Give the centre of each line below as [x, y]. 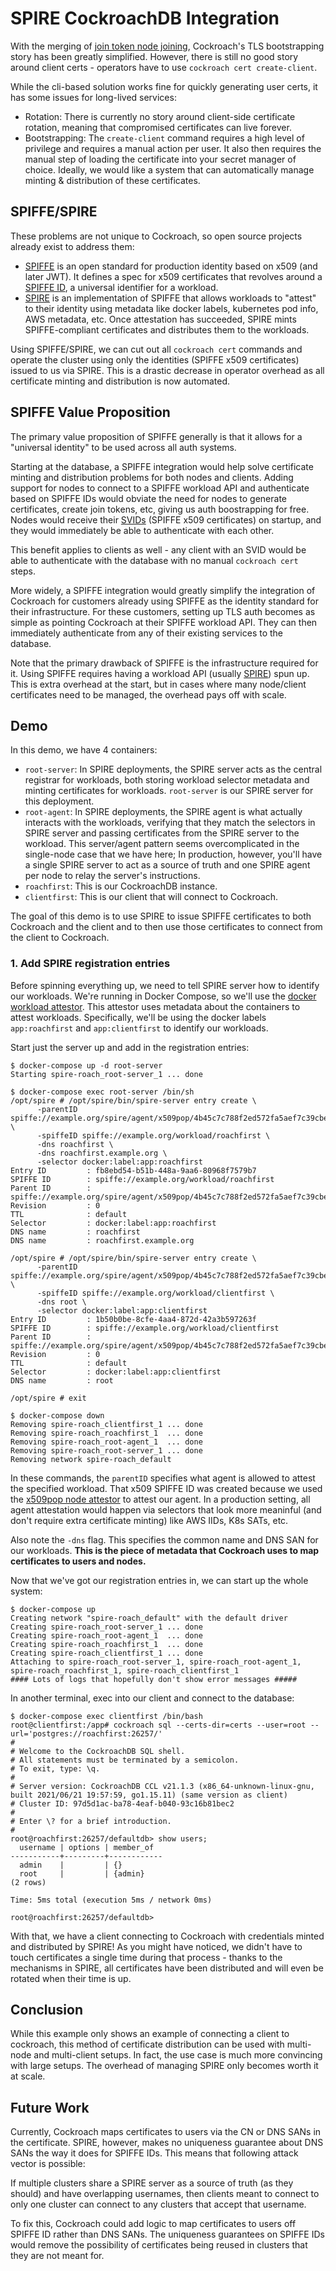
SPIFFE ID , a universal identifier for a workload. [121, 287]
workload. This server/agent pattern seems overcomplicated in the [162, 844]
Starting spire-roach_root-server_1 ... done [106, 1074]
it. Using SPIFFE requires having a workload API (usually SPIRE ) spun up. [160, 673]
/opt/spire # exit [48, 1398]
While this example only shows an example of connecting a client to [150, 2034]
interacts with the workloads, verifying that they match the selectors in [170, 823]
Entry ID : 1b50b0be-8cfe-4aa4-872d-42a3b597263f [133, 1319]
